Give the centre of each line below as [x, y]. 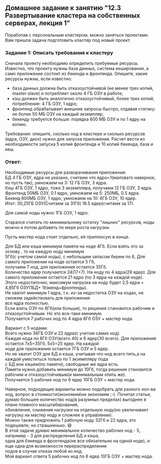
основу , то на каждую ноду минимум [45, 251]
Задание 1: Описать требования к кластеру [59, 53]
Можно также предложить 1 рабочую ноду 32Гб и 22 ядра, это [71, 420]
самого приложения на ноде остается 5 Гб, [50, 262]
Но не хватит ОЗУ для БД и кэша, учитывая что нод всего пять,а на [75, 354]
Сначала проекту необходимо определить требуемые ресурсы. [72, 63]
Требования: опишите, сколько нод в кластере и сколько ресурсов [75, 134]
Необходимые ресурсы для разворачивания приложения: [66, 173]
